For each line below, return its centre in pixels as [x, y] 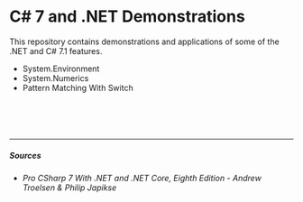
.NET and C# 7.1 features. [56, 50]
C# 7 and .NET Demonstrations [127, 17]
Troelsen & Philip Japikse [69, 188]
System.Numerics [55, 78]
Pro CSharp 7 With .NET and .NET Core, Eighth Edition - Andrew [142, 178]
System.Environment [61, 69]
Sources [26, 155]
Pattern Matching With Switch [78, 87]
